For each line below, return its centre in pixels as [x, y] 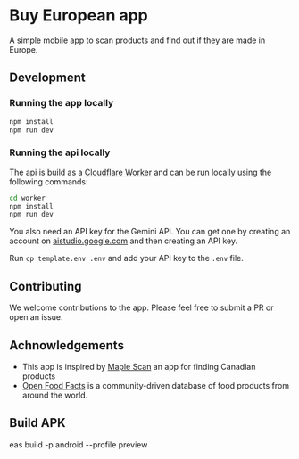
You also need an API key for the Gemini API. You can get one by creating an [150, 232]
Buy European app [79, 16]
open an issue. [37, 317]
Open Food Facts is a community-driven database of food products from [156, 385]
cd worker [28, 198]
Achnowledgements [67, 345]
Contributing [46, 286]
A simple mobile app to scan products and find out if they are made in [137, 40]
